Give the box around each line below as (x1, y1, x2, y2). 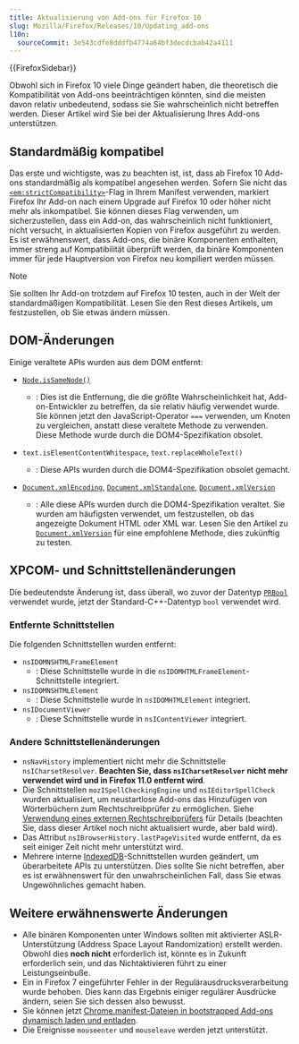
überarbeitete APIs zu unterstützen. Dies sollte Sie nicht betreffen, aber (21, 860, 285, 871)
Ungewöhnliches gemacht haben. (21, 879, 146, 891)
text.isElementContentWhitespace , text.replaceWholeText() (21, 447, 244, 458)
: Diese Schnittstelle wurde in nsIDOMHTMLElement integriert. (35, 694, 252, 705)
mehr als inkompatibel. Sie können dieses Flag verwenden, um (9, 206, 239, 217)
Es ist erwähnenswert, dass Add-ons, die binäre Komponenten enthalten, (9, 235, 278, 245)
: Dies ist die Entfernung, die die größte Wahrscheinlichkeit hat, (35, 391, 268, 402)
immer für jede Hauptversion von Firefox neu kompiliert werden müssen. (9, 253, 276, 264)
